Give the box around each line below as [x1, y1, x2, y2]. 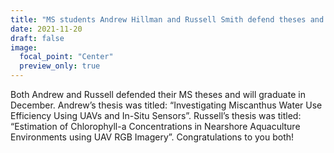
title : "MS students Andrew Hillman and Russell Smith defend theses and [10, 14, 325, 25]
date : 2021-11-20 [10, 24, 83, 34]
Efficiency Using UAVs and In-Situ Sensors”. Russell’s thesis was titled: [10, 110, 302, 121]
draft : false [10, 33, 65, 43]
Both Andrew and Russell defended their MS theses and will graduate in [10, 89, 306, 100]
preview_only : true [19, 61, 101, 71]
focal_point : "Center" [19, 52, 114, 62]
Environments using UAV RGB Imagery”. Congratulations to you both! [10, 131, 295, 143]
